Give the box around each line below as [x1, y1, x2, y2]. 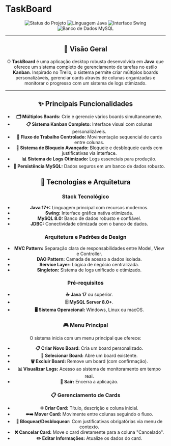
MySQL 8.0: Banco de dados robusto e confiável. [37, 215, 141, 221]
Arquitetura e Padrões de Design [44, 234, 127, 241]
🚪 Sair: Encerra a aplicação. [60, 379, 119, 385]
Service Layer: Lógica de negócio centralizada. [39, 261, 139, 267]
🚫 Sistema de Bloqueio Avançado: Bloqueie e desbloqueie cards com [16, 145, 163, 151]
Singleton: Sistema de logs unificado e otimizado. [37, 267, 142, 273]
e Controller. [76, 250, 103, 257]
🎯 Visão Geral [63, 45, 108, 53]
